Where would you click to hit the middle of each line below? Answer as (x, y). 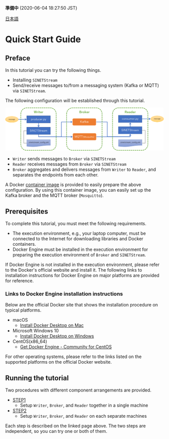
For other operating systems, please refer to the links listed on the (73, 357)
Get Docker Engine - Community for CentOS (66, 347)
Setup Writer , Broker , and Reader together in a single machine (84, 405)
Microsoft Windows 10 (35, 331)
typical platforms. (23, 310)
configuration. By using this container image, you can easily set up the (78, 190)
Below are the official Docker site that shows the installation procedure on (82, 305)
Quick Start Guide (43, 39)
